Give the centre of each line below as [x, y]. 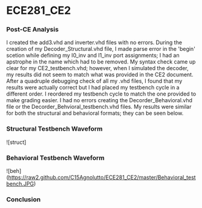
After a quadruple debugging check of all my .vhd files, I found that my [94, 81]
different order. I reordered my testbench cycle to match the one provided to [101, 94]
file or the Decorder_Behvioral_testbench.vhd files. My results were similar [99, 107]
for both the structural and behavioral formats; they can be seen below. [95, 113]
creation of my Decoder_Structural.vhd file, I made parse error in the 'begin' [101, 49]
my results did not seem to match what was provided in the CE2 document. [100, 75]
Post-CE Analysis [33, 30]
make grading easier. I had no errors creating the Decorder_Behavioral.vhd [99, 100]
